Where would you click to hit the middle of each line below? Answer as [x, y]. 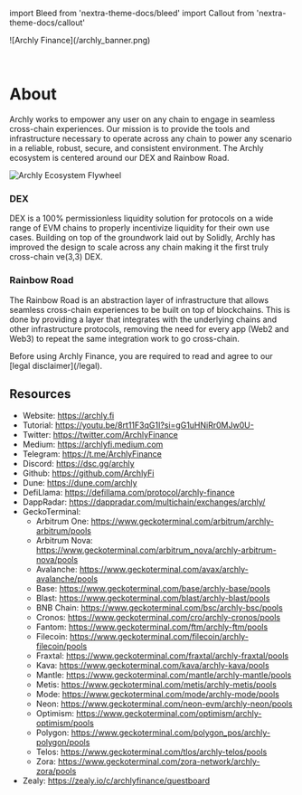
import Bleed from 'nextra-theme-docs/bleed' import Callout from [132, 13]
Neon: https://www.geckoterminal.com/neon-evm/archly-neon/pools [164, 704]
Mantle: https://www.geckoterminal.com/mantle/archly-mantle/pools [164, 675]
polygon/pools [63, 743]
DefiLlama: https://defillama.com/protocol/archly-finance [128, 493]
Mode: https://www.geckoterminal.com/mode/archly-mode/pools [158, 695]
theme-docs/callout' [47, 23]
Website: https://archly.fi [68, 416]
